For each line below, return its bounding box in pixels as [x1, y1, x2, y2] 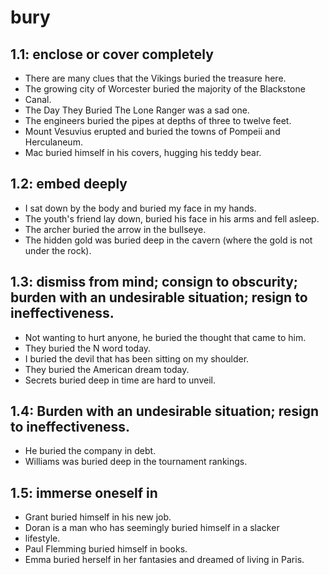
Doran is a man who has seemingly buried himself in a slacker [24, 522, 280, 534]
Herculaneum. [24, 136, 83, 148]
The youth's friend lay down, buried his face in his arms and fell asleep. [24, 212, 320, 225]
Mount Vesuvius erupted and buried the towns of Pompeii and [24, 126, 281, 137]
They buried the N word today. [24, 342, 152, 354]
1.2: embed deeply [10, 176, 128, 193]
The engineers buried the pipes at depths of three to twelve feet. [24, 115, 292, 126]
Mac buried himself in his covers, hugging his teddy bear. [24, 147, 262, 158]
